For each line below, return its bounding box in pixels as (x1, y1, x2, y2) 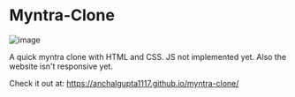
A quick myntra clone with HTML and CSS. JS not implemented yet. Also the (9, 51, 287, 62)
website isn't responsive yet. (9, 61, 113, 71)
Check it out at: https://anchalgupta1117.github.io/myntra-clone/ (9, 78, 239, 88)
